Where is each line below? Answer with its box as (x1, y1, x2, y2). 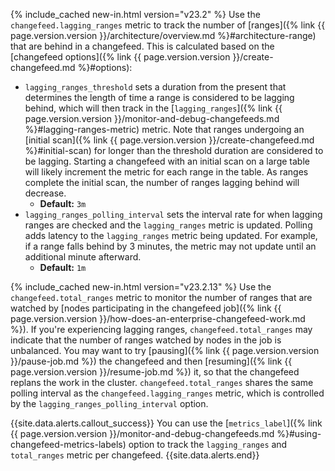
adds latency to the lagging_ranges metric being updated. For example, (24, 230, 318, 241)
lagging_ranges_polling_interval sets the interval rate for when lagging (24, 209, 323, 220)
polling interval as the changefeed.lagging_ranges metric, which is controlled (10, 387, 325, 399)
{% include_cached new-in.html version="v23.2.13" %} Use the (10, 281, 272, 293)
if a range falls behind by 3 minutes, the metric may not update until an (24, 240, 317, 252)
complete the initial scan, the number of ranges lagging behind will (24, 177, 300, 188)
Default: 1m (39, 262, 87, 273)
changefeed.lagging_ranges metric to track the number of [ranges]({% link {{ (10, 19, 326, 31)
